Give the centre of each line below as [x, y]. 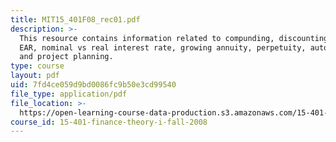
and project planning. [66, 57]
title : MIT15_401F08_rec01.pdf [75, 19]
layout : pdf [35, 76]
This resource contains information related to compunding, [147, 38]
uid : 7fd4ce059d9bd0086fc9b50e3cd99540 [93, 85]
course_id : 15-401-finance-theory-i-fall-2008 [109, 122]
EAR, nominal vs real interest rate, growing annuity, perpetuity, [163, 47]
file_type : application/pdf [69, 94]
